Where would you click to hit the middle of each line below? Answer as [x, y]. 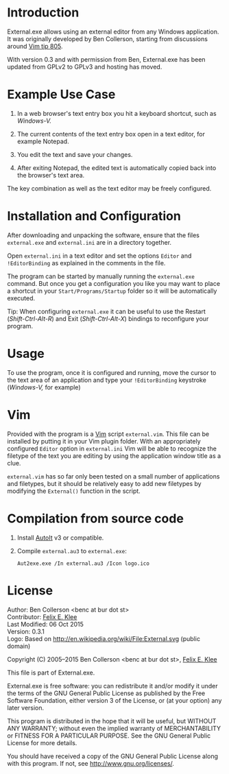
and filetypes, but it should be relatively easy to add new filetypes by [104, 483]
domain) [19, 646]
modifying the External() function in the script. [74, 491]
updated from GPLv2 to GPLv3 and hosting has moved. [85, 66]
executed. [21, 298]
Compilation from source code [95, 518]
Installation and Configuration [94, 216]
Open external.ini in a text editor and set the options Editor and [99, 256]
